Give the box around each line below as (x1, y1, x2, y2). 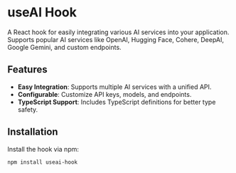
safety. (17, 105, 38, 114)
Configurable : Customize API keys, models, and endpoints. (17, 90, 192, 98)
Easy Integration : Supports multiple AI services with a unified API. (17, 83, 212, 91)
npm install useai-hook (7, 158, 78, 166)
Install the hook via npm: (7, 145, 80, 153)
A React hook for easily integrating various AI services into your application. (7, 28, 230, 36)
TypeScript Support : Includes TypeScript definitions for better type (17, 98, 216, 106)
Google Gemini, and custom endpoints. (7, 43, 122, 51)
